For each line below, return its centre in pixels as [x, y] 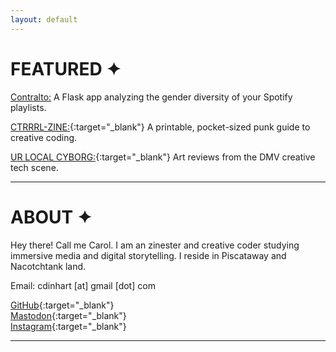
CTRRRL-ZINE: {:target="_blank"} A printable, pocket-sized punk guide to [160, 127]
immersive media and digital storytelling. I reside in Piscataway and [148, 255]
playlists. [28, 107]
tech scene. [34, 167]
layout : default [44, 19]
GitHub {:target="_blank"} [62, 305]
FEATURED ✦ [66, 68]
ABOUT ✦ [51, 217]
